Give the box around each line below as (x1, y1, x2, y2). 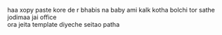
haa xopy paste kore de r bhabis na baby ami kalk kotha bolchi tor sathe (7, 6, 216, 14)
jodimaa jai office (7, 13, 58, 21)
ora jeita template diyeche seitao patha (7, 21, 120, 28)
